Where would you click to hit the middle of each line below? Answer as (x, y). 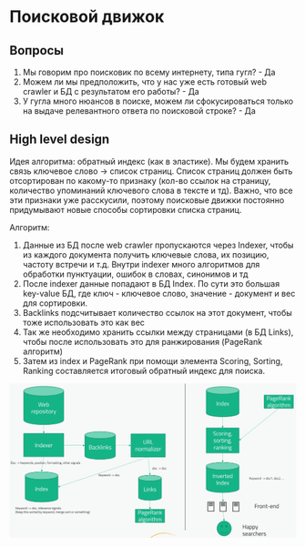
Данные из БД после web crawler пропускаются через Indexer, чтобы (158, 245)
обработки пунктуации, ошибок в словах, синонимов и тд (135, 274)
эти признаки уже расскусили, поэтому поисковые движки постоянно (147, 200)
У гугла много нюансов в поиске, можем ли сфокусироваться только (158, 101)
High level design (60, 140)
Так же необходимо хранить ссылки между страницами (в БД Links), (158, 332)
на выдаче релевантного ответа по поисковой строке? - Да (139, 111)
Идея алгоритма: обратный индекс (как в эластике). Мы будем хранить (149, 161)
